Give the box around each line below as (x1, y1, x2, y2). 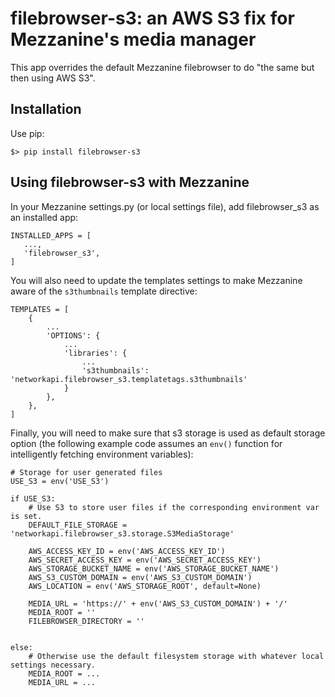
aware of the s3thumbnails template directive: (10, 285, 198, 297)
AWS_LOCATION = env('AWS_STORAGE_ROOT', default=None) (28, 581, 262, 591)
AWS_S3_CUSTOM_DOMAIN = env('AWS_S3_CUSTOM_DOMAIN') (28, 572, 253, 582)
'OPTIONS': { (46, 330, 101, 341)
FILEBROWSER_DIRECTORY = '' (28, 616, 145, 626)
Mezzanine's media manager (10, 28, 257, 51)
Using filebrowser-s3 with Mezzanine (10, 174, 250, 191)
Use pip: (10, 127, 45, 139)
